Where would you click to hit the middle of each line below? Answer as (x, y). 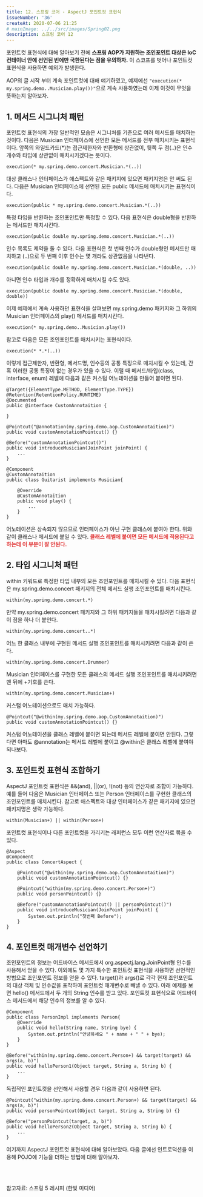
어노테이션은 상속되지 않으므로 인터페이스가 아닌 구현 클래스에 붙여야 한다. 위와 (99, 529)
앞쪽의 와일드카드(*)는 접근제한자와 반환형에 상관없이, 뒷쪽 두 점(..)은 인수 (106, 147)
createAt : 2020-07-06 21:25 (42, 23)
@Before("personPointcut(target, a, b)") (59, 1122)
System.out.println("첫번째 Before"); (75, 916)
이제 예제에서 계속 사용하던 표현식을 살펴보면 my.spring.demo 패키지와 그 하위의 (101, 308)
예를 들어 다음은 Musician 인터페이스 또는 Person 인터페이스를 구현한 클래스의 (99, 794)
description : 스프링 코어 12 (40, 35)
